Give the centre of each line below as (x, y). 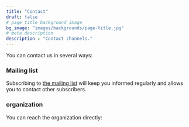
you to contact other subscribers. (46, 90)
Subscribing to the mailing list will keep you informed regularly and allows (94, 83)
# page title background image (44, 22)
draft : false (22, 17)
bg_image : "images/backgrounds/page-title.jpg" (65, 28)
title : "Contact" (27, 11)
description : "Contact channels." (49, 39)
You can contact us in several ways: (49, 55)
